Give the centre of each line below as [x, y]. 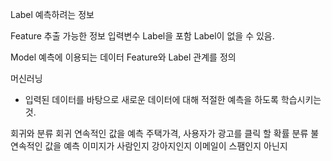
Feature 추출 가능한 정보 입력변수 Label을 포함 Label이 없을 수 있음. [142, 36]
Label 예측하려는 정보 [52, 14]
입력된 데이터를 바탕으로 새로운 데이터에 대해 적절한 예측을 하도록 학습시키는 [173, 99]
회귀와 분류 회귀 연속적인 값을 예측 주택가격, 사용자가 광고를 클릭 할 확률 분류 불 [165, 133]
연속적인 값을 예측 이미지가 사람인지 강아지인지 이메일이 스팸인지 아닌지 [149, 146]
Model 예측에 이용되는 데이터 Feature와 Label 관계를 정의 [123, 57]
